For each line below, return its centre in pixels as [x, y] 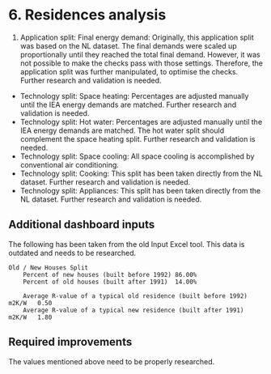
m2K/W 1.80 [30, 317]
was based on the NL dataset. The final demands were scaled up [128, 45]
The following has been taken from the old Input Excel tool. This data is [127, 244]
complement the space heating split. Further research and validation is [138, 138]
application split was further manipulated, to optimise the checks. [129, 71]
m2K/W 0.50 [30, 303]
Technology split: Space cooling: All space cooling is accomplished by [137, 156]
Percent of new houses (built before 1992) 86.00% [110, 274]
